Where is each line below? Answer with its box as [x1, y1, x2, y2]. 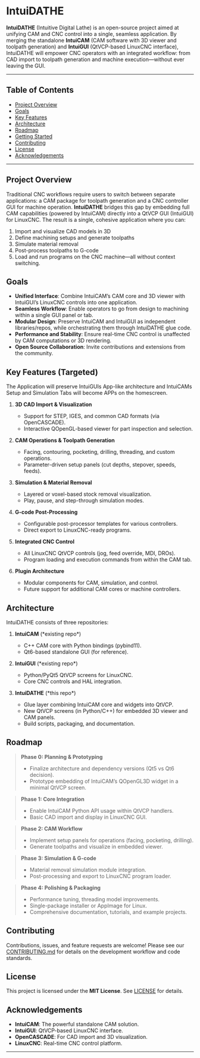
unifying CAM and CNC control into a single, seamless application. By [6, 30, 177, 37]
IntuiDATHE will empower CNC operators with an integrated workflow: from [6, 49, 190, 56]
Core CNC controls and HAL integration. [23, 678, 122, 685]
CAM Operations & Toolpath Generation [14, 437, 115, 444]
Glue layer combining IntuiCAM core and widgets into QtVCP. [23, 701, 174, 708]
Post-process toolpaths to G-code [14, 246, 99, 254]
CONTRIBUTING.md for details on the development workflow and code [6, 948, 180, 955]
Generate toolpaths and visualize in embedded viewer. [29, 843, 164, 850]
